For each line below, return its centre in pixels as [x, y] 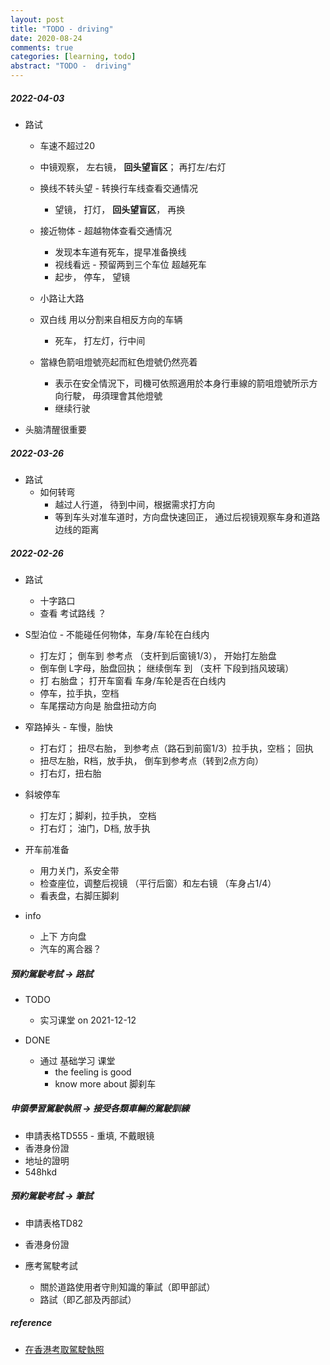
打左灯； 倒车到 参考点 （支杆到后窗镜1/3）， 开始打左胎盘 [158, 655]
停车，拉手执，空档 [79, 693]
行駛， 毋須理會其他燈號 [113, 395]
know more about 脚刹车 [105, 1083]
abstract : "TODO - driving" [71, 66]
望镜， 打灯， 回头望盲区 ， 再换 [120, 209]
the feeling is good [93, 1072]
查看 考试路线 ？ [73, 613]
